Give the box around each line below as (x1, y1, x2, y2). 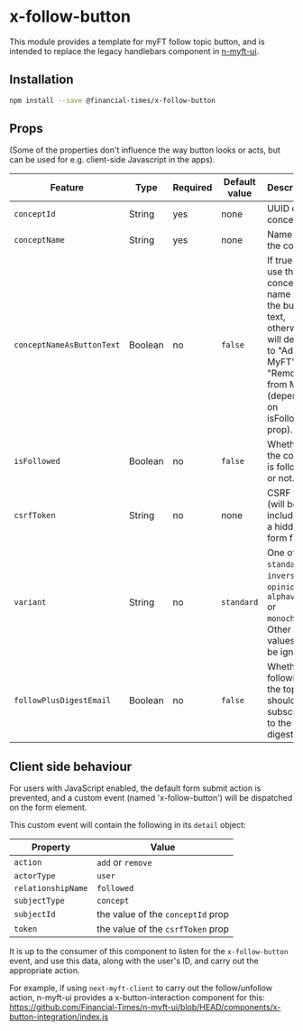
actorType (14, 871, 56, 881)
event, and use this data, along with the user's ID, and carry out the (9, 955, 259, 967)
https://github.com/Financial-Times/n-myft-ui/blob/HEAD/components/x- (9, 1002, 281, 1013)
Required (172, 181, 213, 194)
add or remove (96, 856, 152, 868)
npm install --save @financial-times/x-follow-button (9, 96, 216, 105)
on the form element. (9, 802, 87, 813)
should (267, 694, 296, 707)
